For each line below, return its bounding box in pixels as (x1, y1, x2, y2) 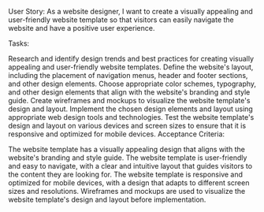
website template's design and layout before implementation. (8, 195, 206, 204)
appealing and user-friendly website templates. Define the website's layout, (8, 62, 254, 72)
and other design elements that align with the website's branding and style (8, 87, 251, 97)
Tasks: (8, 39, 30, 48)
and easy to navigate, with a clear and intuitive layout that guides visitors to (8, 162, 253, 170)
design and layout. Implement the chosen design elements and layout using (8, 104, 254, 113)
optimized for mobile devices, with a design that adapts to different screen (8, 178, 250, 188)
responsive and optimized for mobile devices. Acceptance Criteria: (8, 129, 225, 139)
